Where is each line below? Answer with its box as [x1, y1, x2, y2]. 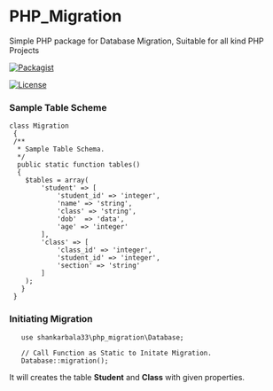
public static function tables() [17, 160, 141, 169]
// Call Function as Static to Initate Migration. [20, 348, 213, 357]
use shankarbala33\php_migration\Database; [20, 332, 184, 342]
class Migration [9, 121, 69, 130]
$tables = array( [25, 176, 90, 185]
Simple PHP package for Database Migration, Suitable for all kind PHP [9, 35, 264, 46]
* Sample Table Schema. [17, 145, 105, 154]
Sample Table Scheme [9, 101, 108, 113]
